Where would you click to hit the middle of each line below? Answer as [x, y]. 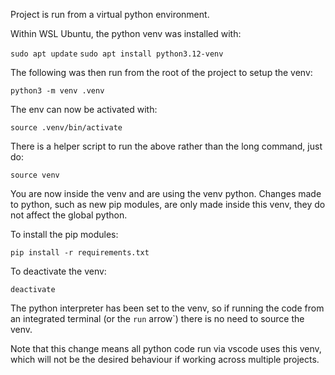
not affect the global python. [69, 215]
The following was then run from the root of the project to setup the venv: [161, 72]
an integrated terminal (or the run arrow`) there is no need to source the [157, 318]
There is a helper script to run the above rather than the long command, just [166, 146]
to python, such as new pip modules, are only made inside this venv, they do [168, 204]
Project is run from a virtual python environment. [110, 14]
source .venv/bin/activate [66, 128]
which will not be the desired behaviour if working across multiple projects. [165, 359]
